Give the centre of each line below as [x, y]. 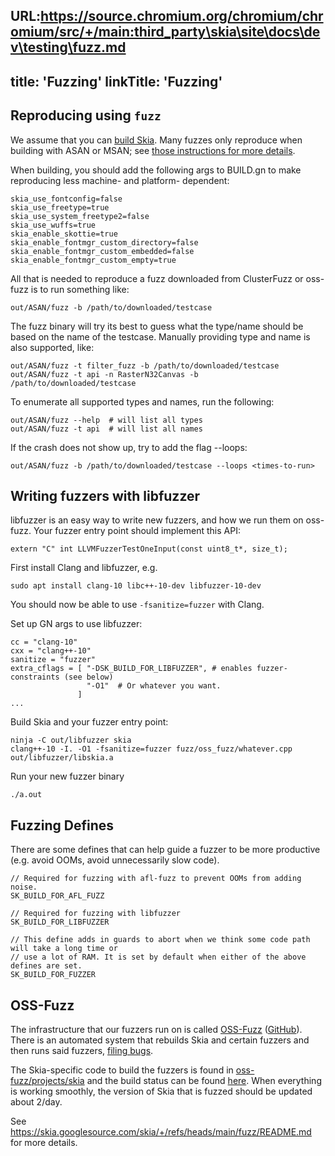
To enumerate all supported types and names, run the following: [142, 401]
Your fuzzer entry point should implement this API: [137, 531]
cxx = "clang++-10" [51, 651]
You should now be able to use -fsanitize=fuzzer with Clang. [137, 605]
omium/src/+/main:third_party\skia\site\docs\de [165, 32]
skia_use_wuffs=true [53, 225]
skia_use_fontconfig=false [66, 199]
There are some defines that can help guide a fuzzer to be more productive [165, 850]
